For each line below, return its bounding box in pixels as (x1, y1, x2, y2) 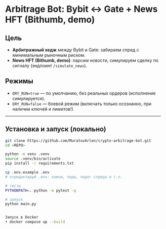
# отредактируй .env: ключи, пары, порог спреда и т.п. (5, 174, 123, 179)
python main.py (5, 202, 37, 207)
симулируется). (12, 95, 45, 101)
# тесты (5, 183, 21, 188)
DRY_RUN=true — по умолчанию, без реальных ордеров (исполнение (12, 90, 156, 96)
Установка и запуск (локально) (5, 125, 106, 133)
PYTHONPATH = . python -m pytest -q (5, 188, 77, 193)
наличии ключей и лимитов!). (12, 106, 75, 112)
